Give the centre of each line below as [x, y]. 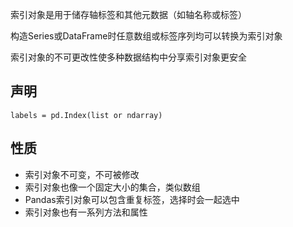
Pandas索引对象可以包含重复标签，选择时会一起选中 [132, 199]
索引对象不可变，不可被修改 [82, 174]
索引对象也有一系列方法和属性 [86, 212]
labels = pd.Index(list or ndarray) [86, 115]
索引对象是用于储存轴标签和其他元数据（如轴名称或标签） [128, 14]
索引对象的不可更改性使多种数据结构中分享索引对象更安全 [128, 57]
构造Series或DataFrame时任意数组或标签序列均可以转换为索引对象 [146, 36]
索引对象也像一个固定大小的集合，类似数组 [112, 187]
